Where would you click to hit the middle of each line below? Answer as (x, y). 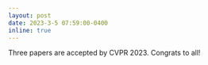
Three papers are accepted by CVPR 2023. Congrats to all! (104, 53)
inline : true (30, 30)
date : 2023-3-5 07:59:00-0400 (58, 23)
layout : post (30, 15)
